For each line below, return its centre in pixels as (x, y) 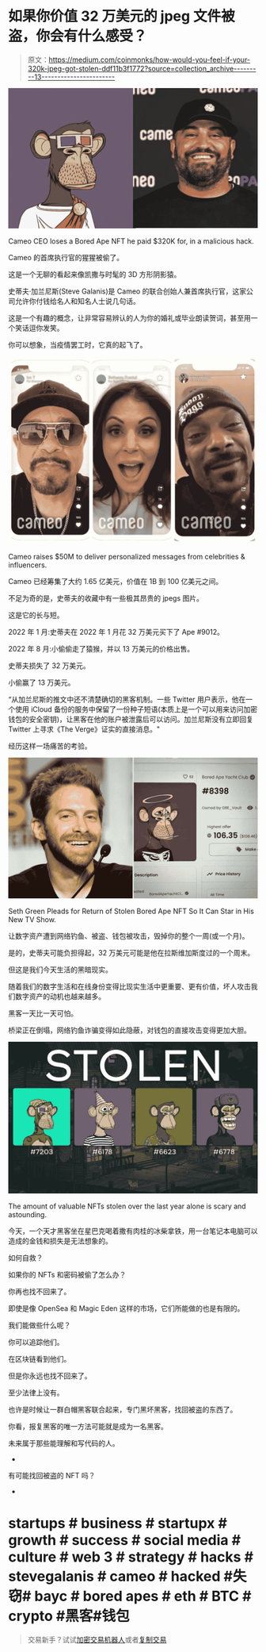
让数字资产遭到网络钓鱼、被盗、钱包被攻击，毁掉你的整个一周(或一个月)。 (129, 935)
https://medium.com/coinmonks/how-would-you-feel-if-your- (150, 60)
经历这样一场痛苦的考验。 (50, 746)
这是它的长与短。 (36, 615)
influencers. (28, 565)
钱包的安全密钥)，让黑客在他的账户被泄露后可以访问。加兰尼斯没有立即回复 (131, 720)
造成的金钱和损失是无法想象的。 (60, 1241)
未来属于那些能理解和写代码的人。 (64, 1443)
